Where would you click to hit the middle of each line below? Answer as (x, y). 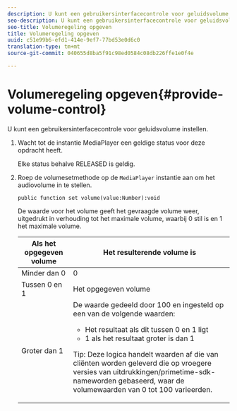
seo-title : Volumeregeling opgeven (60, 27)
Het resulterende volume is (150, 252)
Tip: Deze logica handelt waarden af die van (146, 354)
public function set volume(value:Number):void (89, 198)
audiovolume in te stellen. (55, 185)
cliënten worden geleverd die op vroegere (142, 363)
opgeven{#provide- (164, 94)
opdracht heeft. (40, 150)
